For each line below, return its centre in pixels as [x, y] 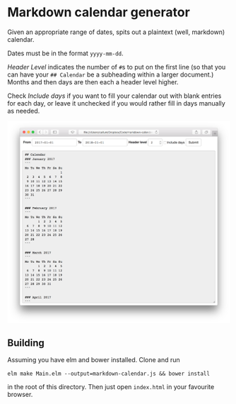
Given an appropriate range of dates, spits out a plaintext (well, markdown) [116, 32]
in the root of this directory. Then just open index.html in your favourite [111, 387]
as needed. [24, 111]
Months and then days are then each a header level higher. [93, 82]
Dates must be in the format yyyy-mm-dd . [65, 53]
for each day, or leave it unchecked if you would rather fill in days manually [117, 103]
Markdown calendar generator [99, 12]
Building [26, 343]
